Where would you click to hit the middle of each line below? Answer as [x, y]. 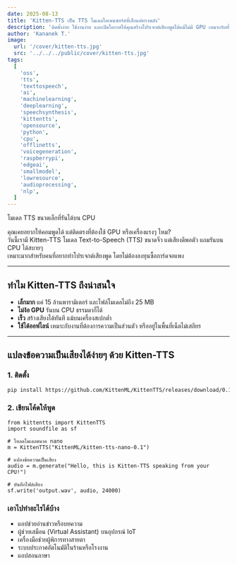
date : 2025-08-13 [33, 14]
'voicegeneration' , [49, 152]
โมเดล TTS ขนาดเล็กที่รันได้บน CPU [51, 218]
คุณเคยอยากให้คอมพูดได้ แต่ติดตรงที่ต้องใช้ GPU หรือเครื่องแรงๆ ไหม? [89, 232]
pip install [25, 390]
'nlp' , [30, 191]
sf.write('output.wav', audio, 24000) [64, 490]
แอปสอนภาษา [34, 556]
